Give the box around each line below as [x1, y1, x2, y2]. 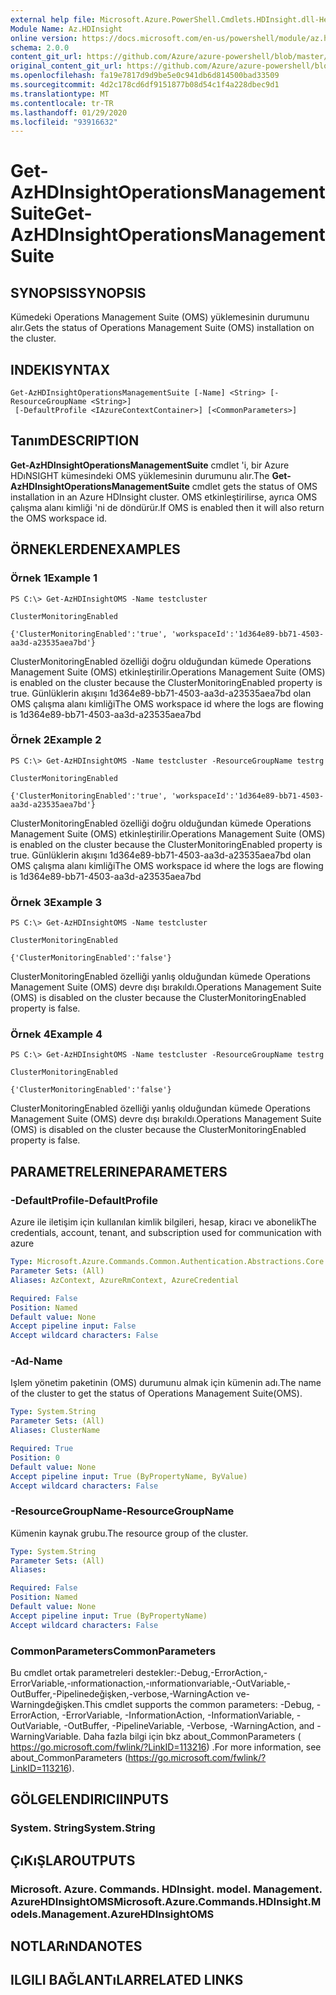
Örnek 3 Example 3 [10, 895, 102, 909]
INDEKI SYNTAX [10, 361, 111, 378]
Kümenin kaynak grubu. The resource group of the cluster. [10, 1527, 249, 1539]
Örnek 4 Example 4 [10, 1027, 103, 1041]
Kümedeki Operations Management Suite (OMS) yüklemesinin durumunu [10, 311, 310, 323]
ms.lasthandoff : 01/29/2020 [10, 107, 128, 118]
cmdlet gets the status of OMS [191, 480, 318, 492]
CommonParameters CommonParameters [10, 1644, 217, 1658]
